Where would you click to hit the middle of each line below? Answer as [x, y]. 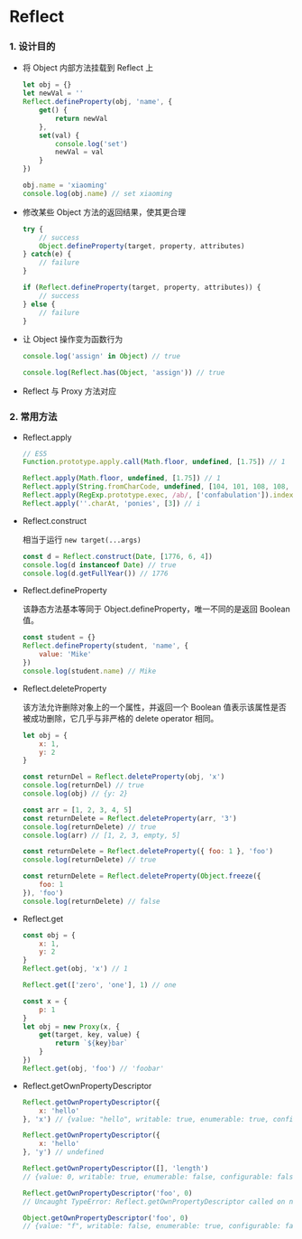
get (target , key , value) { [90, 1035]
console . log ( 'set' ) [92, 144]
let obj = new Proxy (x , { [71, 1027]
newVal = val [79, 152]
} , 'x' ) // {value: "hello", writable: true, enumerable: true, [146, 1119]
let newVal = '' [53, 93]
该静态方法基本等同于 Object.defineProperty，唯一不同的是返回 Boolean [156, 609]
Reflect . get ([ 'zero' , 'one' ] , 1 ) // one [99, 985]
